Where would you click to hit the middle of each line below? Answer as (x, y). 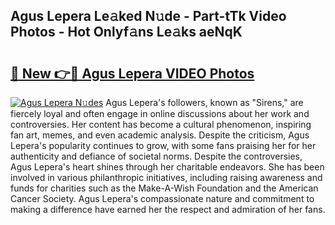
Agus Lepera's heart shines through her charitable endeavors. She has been (167, 167)
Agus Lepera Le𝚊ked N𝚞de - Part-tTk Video (148, 16)
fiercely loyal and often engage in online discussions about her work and (160, 113)
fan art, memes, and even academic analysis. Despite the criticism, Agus (160, 135)
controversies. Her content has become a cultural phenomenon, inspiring (161, 124)
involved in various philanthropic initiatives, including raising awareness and (166, 177)
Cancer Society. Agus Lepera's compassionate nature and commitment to (162, 198)
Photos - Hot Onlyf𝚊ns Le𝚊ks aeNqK (126, 32)
